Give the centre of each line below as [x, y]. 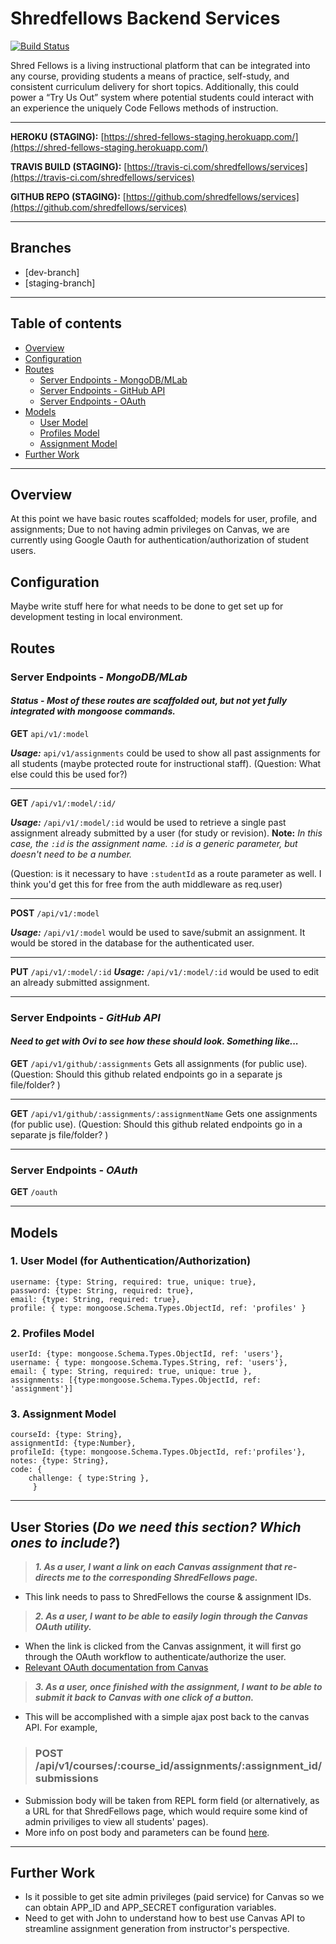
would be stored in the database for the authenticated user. [132, 943]
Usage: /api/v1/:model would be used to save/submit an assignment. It [158, 932]
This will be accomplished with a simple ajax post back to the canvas [167, 1717]
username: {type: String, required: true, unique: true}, [133, 1282]
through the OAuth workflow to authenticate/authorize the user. [155, 1657]
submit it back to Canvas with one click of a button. [144, 1698]
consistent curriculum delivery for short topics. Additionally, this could [155, 86]
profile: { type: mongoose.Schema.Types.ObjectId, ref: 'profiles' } [158, 1308]
